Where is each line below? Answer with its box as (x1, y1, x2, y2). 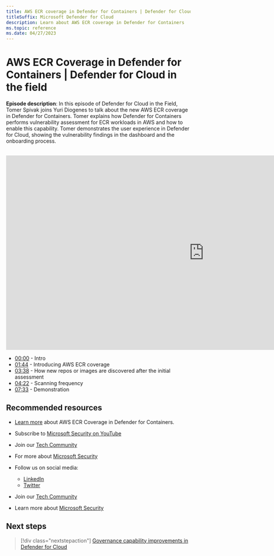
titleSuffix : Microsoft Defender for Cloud (6, 14, 114, 20)
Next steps (6, 521, 47, 531)
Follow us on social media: (14, 464, 79, 471)
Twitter (23, 481, 41, 488)
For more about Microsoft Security (14, 453, 98, 460)
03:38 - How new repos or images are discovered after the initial (14, 368, 171, 375)
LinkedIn (23, 475, 44, 482)
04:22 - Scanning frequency (14, 380, 84, 387)
